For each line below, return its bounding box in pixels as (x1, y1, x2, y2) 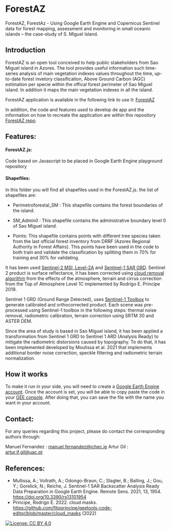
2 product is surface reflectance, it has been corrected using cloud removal (5, 270, 164, 276)
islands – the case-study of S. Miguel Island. (5, 31, 99, 37)
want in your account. (5, 400, 51, 406)
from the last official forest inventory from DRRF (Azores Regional (12, 238, 151, 244)
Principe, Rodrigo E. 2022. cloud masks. (12, 499, 97, 505)
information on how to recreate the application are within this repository (5, 112, 156, 118)
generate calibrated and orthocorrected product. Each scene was (5, 301, 143, 308)
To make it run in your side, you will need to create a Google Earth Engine (5, 383, 160, 390)
